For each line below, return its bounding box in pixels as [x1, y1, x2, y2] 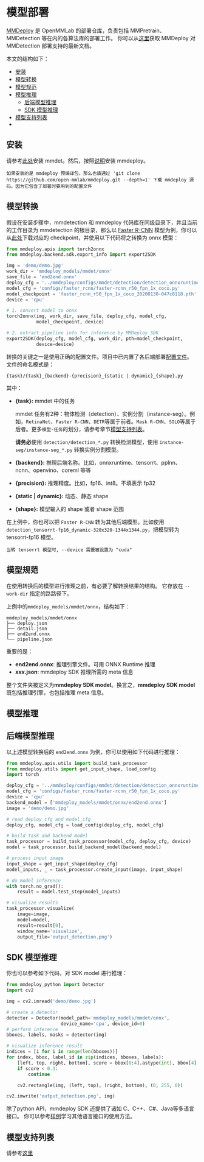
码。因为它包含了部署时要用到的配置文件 [6, 183, 92, 189]
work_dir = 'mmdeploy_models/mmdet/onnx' [6, 269, 113, 275]
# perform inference [6, 1026, 59, 1032]
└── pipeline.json [6, 636, 53, 643]
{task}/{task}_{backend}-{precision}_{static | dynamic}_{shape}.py [6, 373, 183, 379]
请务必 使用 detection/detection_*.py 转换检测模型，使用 [15, 438, 158, 445]
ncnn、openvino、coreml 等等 [15, 467, 91, 474]
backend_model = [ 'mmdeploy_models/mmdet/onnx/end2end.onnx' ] [6, 799, 167, 806]
